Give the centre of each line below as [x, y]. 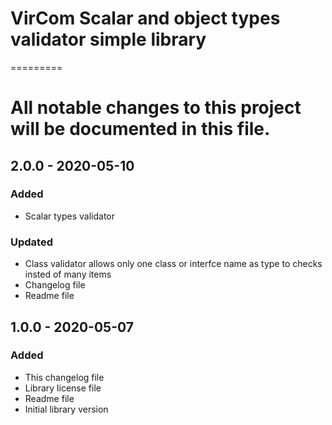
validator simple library [108, 39]
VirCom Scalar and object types [145, 18]
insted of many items [68, 274]
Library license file [63, 388]
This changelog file [64, 377]
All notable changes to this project [156, 108]
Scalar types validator [70, 216]
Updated [31, 242]
